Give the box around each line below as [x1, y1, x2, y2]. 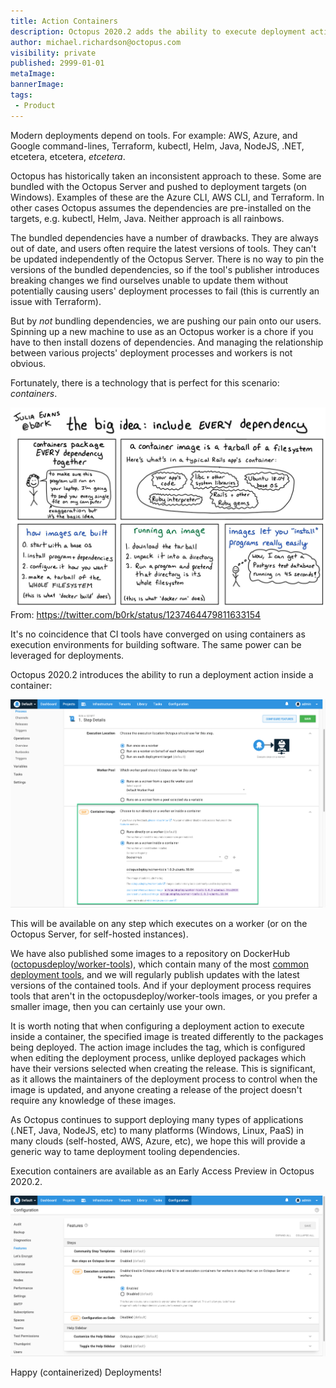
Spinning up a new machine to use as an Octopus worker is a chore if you [10, 325, 314, 337]
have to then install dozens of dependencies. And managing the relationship [10, 336, 324, 348]
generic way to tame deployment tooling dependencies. [10, 1145, 240, 1157]
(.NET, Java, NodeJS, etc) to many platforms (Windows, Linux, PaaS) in [10, 1124, 305, 1136]
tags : [10, 90, 33, 100]
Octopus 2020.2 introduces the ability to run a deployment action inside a [10, 668, 314, 680]
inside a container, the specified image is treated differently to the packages [10, 1030, 324, 1042]
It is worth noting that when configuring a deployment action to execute [10, 1020, 305, 1032]
